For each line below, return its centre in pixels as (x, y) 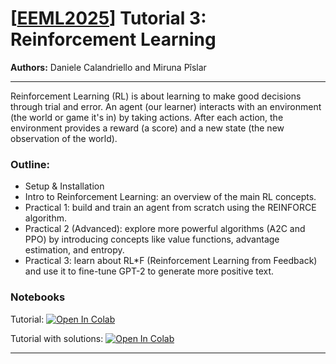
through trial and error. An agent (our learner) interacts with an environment (166, 106)
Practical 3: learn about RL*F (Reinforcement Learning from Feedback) (171, 261)
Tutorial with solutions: (57, 338)
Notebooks (38, 297)
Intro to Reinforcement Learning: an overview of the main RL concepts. (170, 197)
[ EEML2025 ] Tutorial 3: (108, 18)
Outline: (30, 164)
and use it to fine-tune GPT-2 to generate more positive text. (149, 271)
